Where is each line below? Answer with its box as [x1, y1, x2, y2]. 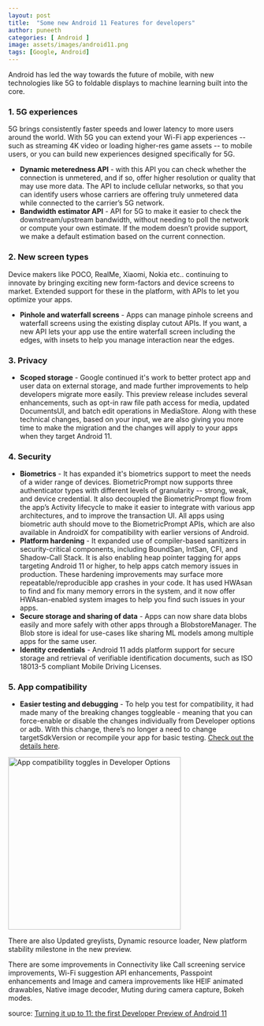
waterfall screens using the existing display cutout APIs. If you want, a [19, 318, 247, 328]
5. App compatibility [8, 682, 88, 693]
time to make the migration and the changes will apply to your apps [19, 423, 238, 432]
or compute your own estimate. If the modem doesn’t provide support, [19, 223, 248, 233]
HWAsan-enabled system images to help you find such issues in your [19, 595, 246, 605]
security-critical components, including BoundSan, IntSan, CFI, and [19, 545, 238, 554]
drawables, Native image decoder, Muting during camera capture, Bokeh [8, 985, 244, 994]
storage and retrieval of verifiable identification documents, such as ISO [19, 653, 254, 663]
